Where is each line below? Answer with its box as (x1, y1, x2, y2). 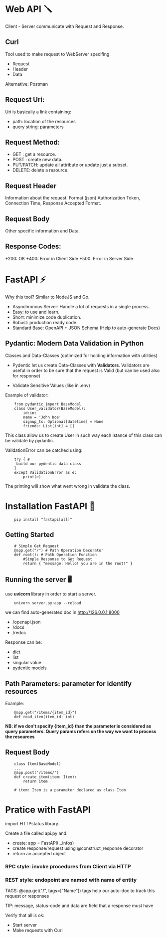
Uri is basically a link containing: (5, 109, 71, 115)
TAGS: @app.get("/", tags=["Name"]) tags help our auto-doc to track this (5, 888, 155, 894)
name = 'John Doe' (23, 414, 61, 420)
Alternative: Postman (5, 81, 48, 87)
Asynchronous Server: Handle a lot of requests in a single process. (12, 303, 150, 309)
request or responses (5, 893, 49, 899)
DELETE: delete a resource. (12, 167, 69, 173)
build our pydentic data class (16, 461, 81, 466)
